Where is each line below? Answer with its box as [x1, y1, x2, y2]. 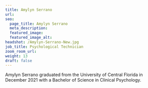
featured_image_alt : [9, 35, 52, 40]
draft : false [5, 58, 32, 63]
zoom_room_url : [5, 49, 37, 54]
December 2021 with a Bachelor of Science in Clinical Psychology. [5, 77, 142, 83]
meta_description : [9, 26, 48, 31]
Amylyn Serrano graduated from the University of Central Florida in [5, 72, 143, 78]
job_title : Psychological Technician [5, 44, 84, 49]
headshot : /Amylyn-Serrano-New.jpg [5, 40, 79, 45]
